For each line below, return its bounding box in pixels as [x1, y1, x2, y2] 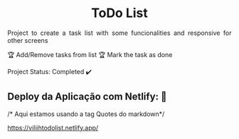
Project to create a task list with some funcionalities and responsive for [7, 29, 232, 37]
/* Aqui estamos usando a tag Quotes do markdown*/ [7, 109, 165, 118]
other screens [7, 36, 48, 44]
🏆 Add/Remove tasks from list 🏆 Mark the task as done [7, 50, 173, 58]
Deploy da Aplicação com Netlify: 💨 [7, 91, 167, 103]
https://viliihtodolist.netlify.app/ [7, 123, 99, 132]
